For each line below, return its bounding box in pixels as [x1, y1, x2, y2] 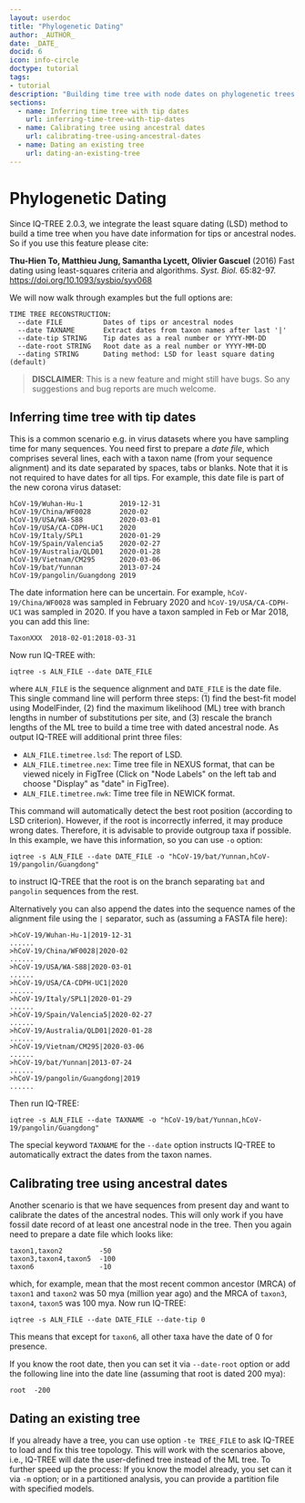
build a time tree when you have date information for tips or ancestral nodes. [9, 228, 297, 239]
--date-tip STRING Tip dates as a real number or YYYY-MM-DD [17, 333, 267, 342]
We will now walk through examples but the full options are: [9, 292, 233, 303]
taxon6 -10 [9, 1263, 112, 1272]
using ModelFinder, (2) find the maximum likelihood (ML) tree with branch [9, 703, 286, 714]
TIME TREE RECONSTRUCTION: [9, 310, 112, 319]
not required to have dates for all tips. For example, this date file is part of [9, 472, 285, 483]
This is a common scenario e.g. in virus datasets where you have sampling [9, 433, 290, 444]
